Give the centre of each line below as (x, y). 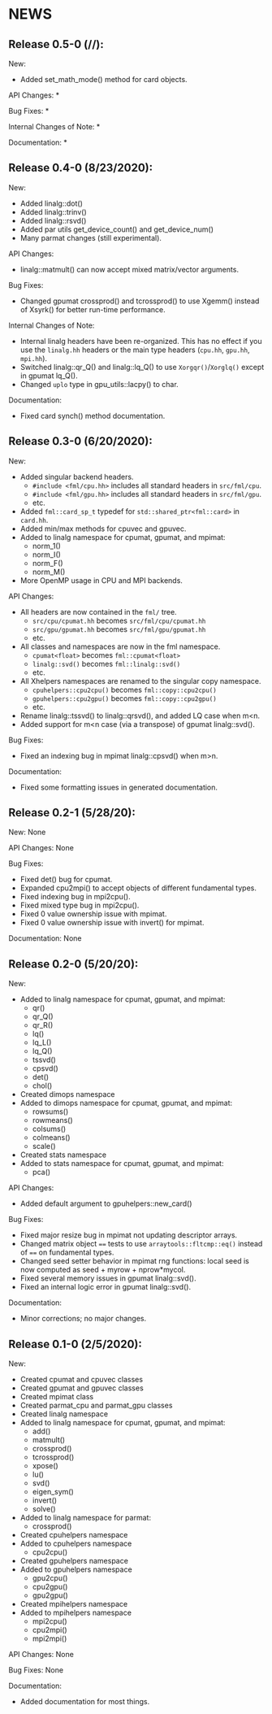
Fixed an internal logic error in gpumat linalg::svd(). (106, 1287)
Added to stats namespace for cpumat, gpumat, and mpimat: (122, 1164)
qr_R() (43, 1025)
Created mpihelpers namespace (74, 1604)
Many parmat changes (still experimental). (91, 237)
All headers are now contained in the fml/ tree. (98, 611)
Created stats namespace (63, 1155)
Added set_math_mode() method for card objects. (104, 79)
